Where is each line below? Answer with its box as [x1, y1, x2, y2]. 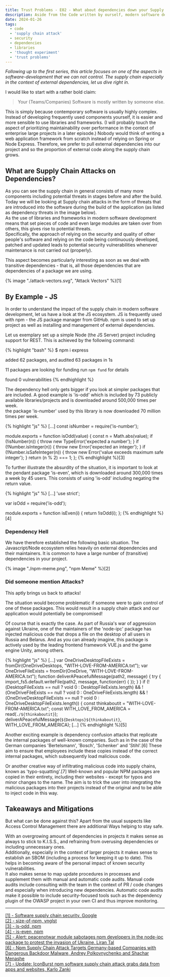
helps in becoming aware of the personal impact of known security [5, 860, 145, 866]
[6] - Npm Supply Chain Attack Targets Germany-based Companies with [5, 945, 156, 951]
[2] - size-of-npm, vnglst [5, 918, 57, 924]
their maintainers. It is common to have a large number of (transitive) [5, 550, 148, 556]
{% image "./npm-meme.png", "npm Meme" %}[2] [5, 566, 110, 572]
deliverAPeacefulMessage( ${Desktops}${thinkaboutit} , [5, 716, 122, 722]
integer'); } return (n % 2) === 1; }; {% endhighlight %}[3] [5, 455, 125, 461]
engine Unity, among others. [5, 647, 65, 653]
